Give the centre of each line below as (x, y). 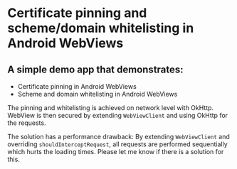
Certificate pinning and (77, 13)
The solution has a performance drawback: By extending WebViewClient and (118, 137)
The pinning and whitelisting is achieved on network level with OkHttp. (111, 108)
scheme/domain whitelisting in (101, 28)
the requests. (27, 123)
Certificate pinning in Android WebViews (77, 86)
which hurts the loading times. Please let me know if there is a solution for (116, 152)
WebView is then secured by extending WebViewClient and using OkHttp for (118, 115)
